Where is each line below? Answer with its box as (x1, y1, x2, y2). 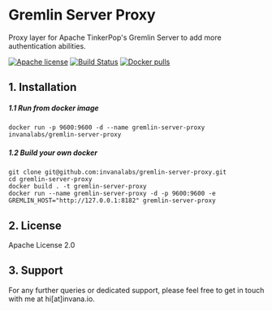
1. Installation (8, 80, 77, 94)
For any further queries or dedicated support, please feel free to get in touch (8, 285, 265, 295)
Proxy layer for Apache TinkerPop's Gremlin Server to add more (8, 32, 222, 42)
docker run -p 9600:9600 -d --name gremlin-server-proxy (8, 123, 205, 132)
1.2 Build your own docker (8, 148, 97, 158)
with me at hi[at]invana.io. (8, 294, 95, 304)
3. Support (8, 264, 63, 278)
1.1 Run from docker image (8, 103, 99, 113)
